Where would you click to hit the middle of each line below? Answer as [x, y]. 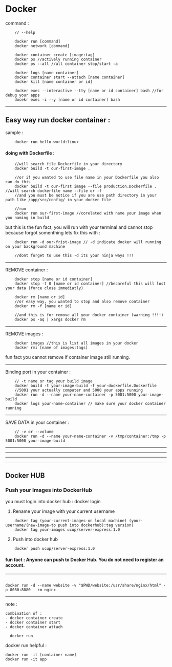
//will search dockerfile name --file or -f [53, 191]
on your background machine [35, 246]
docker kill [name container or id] [54, 82]
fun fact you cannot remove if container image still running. [68, 357]
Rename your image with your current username [64, 511]
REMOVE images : [24, 334]
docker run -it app [26, 659]
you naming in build [27, 218]
